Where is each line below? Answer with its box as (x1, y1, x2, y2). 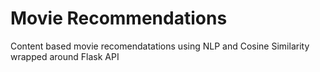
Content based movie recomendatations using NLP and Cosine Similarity (10, 40, 310, 52)
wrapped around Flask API (10, 50, 120, 62)
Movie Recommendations (10, 7, 228, 30)
